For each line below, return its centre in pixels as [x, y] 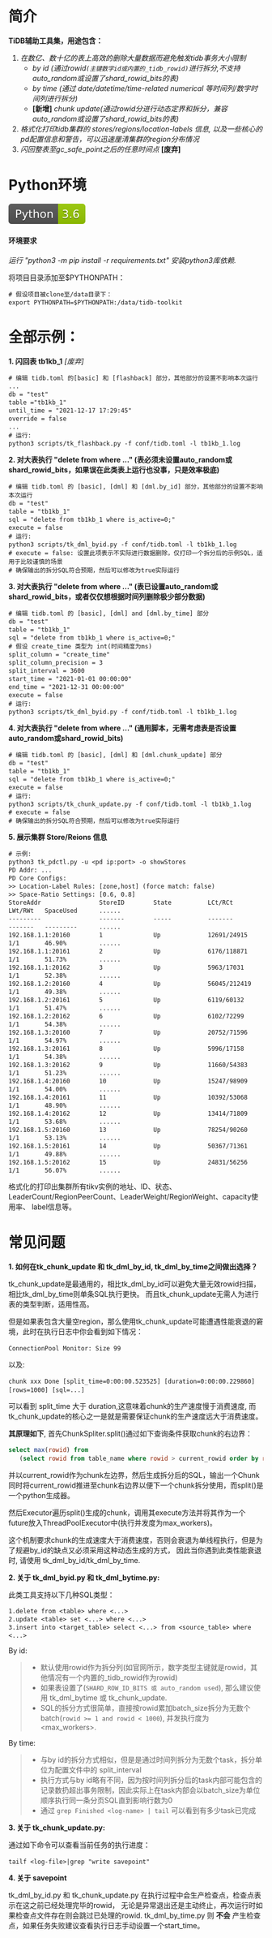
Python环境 [47, 185]
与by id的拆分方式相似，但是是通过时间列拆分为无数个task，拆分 [148, 1759]
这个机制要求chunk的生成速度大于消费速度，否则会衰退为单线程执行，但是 [132, 1540]
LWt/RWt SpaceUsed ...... [65, 911]
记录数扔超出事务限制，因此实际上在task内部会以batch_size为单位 [150, 1789]
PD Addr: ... [30, 870]
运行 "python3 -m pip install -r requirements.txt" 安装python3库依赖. [122, 261]
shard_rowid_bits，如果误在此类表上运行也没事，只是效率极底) [114, 470]
